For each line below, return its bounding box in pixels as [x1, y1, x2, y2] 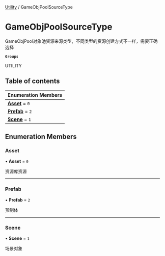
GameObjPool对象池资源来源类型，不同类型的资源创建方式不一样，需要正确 [5, 38, 158, 44]
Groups [5, 54, 19, 59]
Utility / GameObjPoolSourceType [5, 4, 73, 10]
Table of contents [5, 77, 60, 85]
